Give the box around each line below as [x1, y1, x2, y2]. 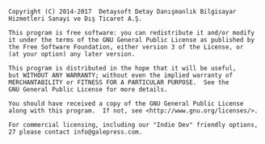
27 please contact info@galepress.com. [8, 128, 143, 136]
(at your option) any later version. [8, 50, 136, 58]
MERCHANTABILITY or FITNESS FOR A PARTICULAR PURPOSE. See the [8, 78, 229, 87]
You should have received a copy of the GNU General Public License [8, 100, 244, 108]
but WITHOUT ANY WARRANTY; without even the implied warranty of [8, 71, 233, 79]
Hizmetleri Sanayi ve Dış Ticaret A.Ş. [8, 15, 143, 23]
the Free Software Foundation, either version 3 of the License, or [8, 43, 244, 51]
